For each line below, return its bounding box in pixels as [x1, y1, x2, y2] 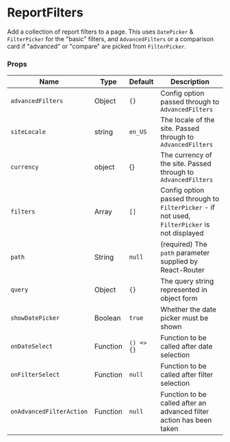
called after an [160, 398, 207, 408]
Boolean [94, 314, 121, 323]
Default [129, 77, 154, 86]
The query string [160, 277, 214, 286]
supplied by [160, 257, 199, 266]
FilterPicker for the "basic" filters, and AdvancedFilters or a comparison [7, 34, 214, 43]
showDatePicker [10, 314, 60, 322]
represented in [160, 285, 207, 294]
